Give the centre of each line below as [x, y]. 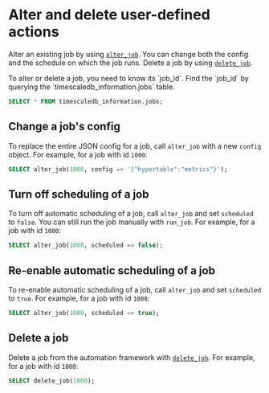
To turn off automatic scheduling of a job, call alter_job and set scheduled [131, 214]
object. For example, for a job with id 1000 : [78, 154]
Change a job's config [64, 127]
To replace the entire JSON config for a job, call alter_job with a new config [135, 145]
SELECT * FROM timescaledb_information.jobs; [86, 101]
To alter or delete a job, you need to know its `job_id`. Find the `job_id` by [128, 78]
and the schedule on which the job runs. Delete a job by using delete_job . [130, 63]
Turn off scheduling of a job [79, 194]
